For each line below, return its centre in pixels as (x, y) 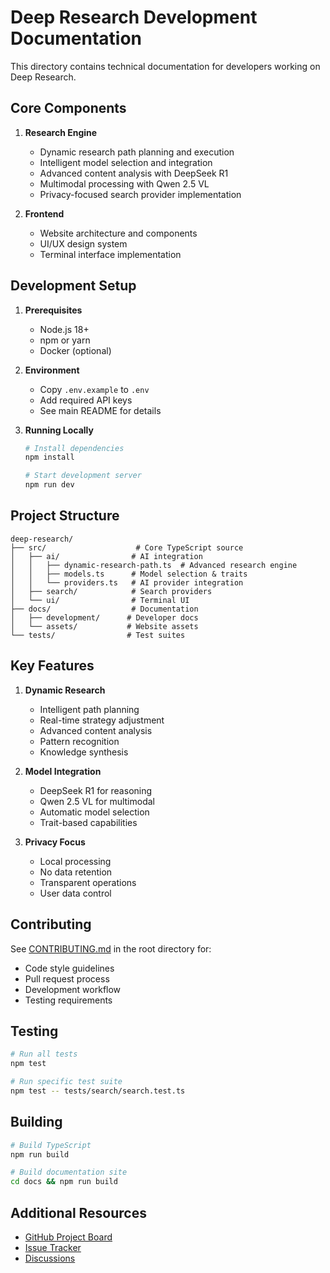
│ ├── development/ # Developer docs (104, 617)
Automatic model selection (94, 812)
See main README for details (100, 410)
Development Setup (73, 286)
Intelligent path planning (89, 709)
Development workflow (73, 989)
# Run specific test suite (66, 1082)
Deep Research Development (134, 17)
